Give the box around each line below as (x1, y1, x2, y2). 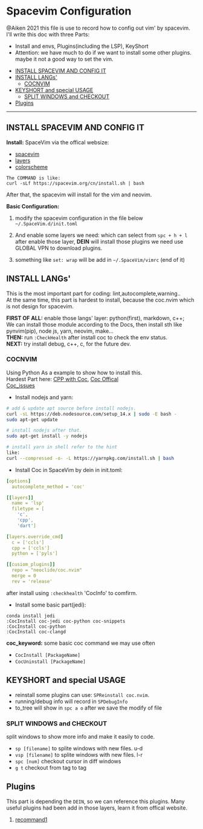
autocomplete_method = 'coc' (11, 484, 85, 490)
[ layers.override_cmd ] (6, 533, 63, 540)
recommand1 (14, 816, 48, 823)
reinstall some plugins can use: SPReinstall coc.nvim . (14, 691, 150, 698)
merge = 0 (11, 573, 36, 579)
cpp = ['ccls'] (11, 545, 50, 551)
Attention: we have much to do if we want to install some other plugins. (14, 48, 192, 56)
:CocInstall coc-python (6, 623, 66, 630)
